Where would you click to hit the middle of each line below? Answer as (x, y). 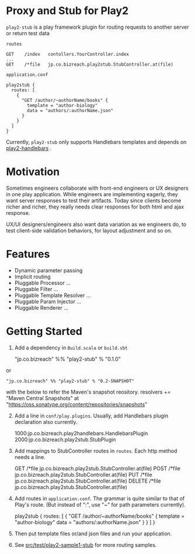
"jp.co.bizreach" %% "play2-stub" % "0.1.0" (68, 359)
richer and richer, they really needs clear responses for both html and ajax (95, 207)
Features (28, 254)
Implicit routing (32, 276)
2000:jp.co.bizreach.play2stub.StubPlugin (65, 439)
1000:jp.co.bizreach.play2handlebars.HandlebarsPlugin (81, 433)
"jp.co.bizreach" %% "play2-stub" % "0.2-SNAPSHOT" (70, 381)
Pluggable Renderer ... (41, 307)
